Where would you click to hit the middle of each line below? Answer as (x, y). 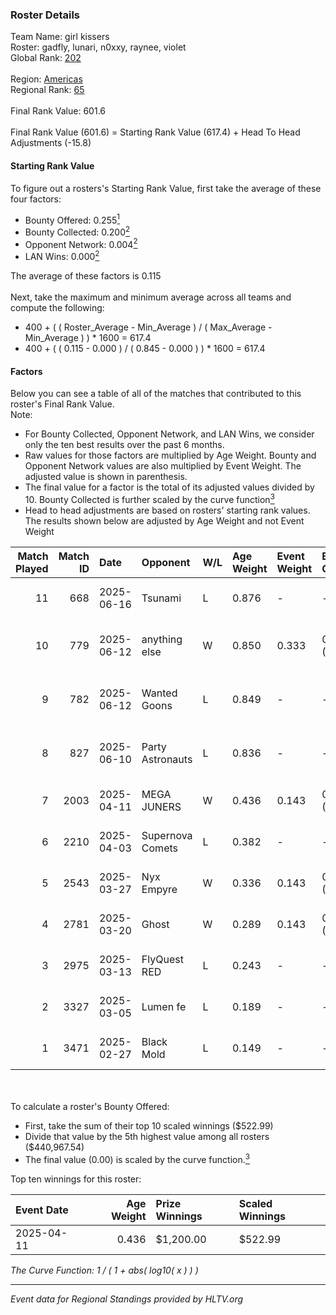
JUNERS (161, 806)
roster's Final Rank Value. (62, 404)
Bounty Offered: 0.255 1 (72, 219)
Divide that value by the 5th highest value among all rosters (147, 1136)
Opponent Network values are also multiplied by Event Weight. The (163, 466)
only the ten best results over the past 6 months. (124, 445)
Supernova (167, 835)
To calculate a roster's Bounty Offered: (90, 1106)
